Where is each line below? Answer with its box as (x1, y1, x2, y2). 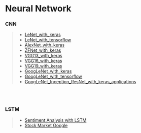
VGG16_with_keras (24, 58, 63, 64)
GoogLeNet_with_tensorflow (24, 73, 82, 79)
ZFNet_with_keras (24, 47, 61, 53)
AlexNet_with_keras (24, 42, 65, 48)
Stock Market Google (24, 122, 68, 128)
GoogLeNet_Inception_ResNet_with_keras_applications (24, 79, 137, 85)
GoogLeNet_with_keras (24, 68, 72, 74)
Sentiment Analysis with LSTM (24, 117, 87, 123)
